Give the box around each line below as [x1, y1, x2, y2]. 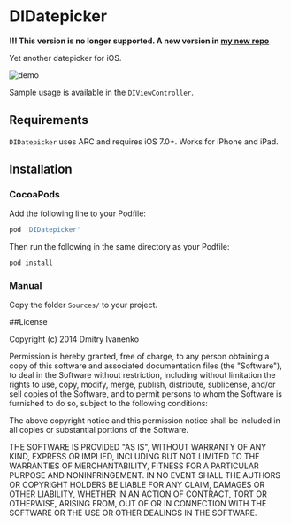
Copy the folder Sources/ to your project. [9, 299, 157, 311]
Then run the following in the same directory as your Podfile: [9, 242, 230, 252]
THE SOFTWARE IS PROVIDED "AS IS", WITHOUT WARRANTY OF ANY [9, 442, 267, 452]
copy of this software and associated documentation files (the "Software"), [9, 360, 283, 371]
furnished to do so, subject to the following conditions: [9, 398, 208, 409]
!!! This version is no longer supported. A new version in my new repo [9, 35, 270, 46]
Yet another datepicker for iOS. [9, 52, 122, 63]
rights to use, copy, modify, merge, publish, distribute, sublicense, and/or [9, 379, 276, 390]
